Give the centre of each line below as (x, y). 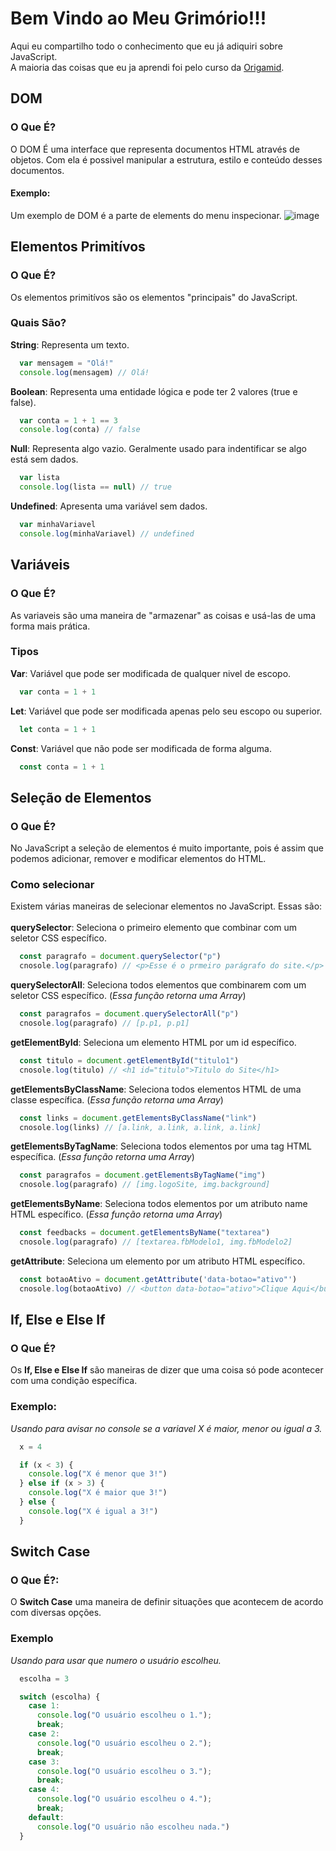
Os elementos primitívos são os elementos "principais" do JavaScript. (154, 297)
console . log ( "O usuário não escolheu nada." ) (133, 1827)
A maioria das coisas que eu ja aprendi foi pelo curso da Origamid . (147, 67)
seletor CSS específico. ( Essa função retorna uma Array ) (128, 996)
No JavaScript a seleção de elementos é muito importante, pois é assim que (167, 848)
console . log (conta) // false (80, 430)
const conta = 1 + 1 (62, 767)
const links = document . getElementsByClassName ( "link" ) (138, 1118)
